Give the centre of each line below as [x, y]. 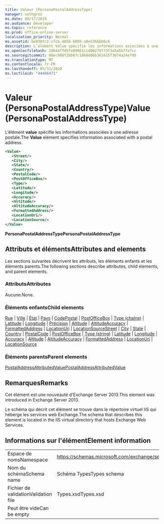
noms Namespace [28, 460]
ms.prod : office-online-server [37, 32]
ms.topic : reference [26, 28]
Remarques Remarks [37, 383]
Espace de [20, 454]
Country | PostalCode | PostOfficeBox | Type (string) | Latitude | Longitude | [81, 334]
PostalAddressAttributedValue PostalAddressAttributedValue [65, 368]
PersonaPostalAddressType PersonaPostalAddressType [63, 234]
